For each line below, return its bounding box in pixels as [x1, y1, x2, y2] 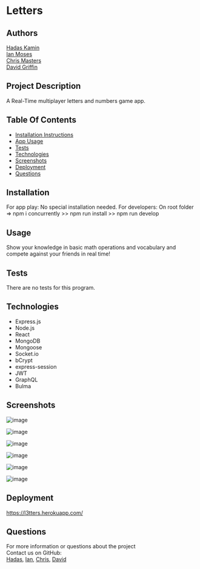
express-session [15, 363, 57, 370]
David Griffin [6, 63, 38, 71]
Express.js [15, 318, 41, 325]
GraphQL [15, 375, 38, 383]
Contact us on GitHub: [6, 549, 62, 557]
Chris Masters [6, 57, 41, 64]
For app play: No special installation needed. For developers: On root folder [6, 203, 194, 211]
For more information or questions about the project [6, 543, 136, 550]
